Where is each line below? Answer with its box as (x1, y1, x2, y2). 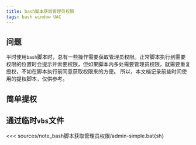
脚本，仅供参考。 (26, 75, 68, 82)
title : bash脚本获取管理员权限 (6, 8, 74, 15)
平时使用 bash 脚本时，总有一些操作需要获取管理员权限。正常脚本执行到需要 (6, 54, 186, 61)
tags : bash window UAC (6, 14, 61, 20)
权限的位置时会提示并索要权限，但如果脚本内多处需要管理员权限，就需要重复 (6, 61, 191, 68)
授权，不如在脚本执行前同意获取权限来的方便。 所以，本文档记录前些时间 (6, 68, 182, 75)
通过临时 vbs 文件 (6, 116, 64, 126)
